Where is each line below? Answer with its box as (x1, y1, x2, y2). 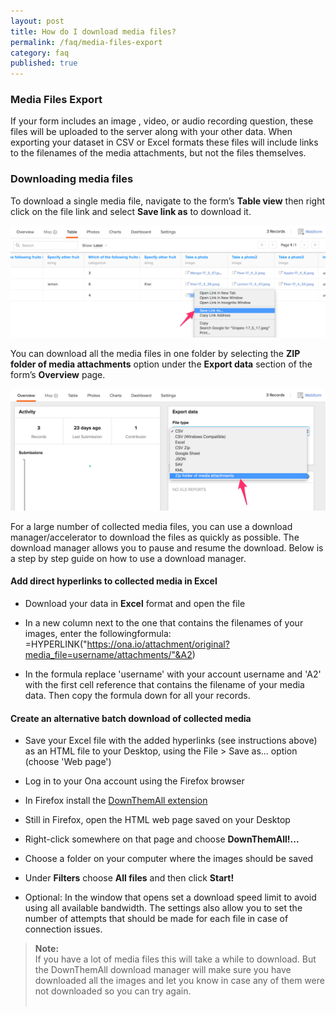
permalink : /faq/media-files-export (10, 37, 163, 47)
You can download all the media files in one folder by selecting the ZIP (10, 347, 301, 359)
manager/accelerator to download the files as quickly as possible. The (10, 531, 300, 543)
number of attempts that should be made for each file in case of (24, 913, 289, 925)
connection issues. (24, 923, 103, 935)
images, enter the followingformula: (24, 627, 172, 639)
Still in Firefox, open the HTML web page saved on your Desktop (24, 814, 291, 826)
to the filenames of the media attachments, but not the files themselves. (10, 147, 307, 159)
